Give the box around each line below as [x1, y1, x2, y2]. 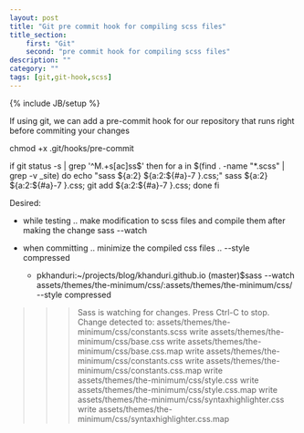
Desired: [9, 197, 41, 208]
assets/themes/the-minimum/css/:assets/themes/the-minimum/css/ [36, 279, 293, 290]
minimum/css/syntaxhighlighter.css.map [77, 413, 230, 424]
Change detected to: [77, 316, 155, 327]
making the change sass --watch [22, 224, 148, 235]
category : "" [9, 65, 59, 74]
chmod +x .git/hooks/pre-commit [9, 142, 134, 153]
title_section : [9, 30, 68, 39]
